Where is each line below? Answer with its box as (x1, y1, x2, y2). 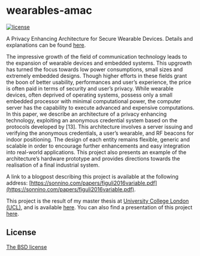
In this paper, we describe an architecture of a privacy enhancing (6, 110, 167, 118)
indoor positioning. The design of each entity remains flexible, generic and (6, 135, 190, 143)
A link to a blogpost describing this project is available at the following (6, 173, 178, 180)
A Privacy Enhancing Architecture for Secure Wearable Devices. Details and (6, 35, 193, 42)
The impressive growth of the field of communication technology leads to (6, 53, 187, 60)
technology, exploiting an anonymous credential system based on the (6, 116, 178, 124)
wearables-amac (6, 4, 93, 17)
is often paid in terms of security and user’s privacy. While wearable (6, 85, 174, 92)
